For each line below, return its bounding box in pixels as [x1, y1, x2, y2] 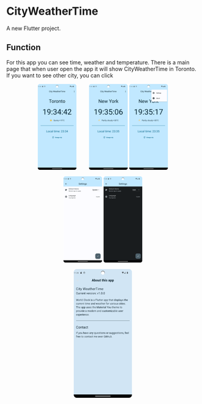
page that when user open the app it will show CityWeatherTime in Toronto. [6, 65, 196, 72]
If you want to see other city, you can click [6, 72, 113, 79]
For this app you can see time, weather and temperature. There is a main [6, 58, 190, 66]
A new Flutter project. [6, 25, 61, 32]
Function [6, 42, 41, 53]
